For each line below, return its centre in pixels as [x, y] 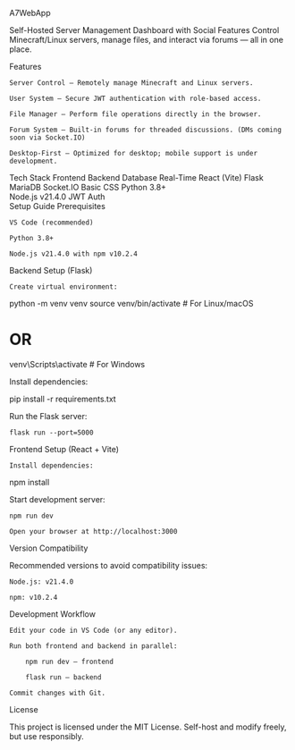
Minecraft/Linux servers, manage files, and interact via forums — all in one [147, 40]
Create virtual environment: [63, 287]
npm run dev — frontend [70, 662]
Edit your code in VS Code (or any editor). [93, 630]
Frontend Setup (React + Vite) [64, 449]
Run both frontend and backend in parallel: [93, 646]
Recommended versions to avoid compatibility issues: [109, 565]
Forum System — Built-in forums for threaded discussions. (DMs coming [145, 130]
